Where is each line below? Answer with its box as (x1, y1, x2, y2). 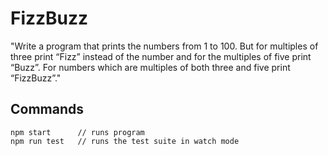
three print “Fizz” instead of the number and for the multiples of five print (10, 50, 312, 62)
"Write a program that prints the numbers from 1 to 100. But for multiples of (10, 40, 319, 52)
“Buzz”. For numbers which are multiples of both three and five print (10, 61, 291, 73)
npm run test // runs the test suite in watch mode (10, 136, 240, 146)
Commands (10, 101, 85, 118)
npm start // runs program (10, 127, 145, 137)
